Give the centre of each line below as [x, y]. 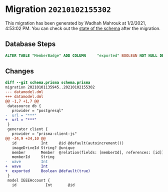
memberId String [33, 157]
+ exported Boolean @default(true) [48, 171]
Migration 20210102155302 [58, 9]
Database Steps [30, 44]
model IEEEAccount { [29, 180]
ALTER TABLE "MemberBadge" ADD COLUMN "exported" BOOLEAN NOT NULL [81, 55]
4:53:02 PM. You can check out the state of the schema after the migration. [83, 28]
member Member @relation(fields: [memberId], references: [81, 152]
